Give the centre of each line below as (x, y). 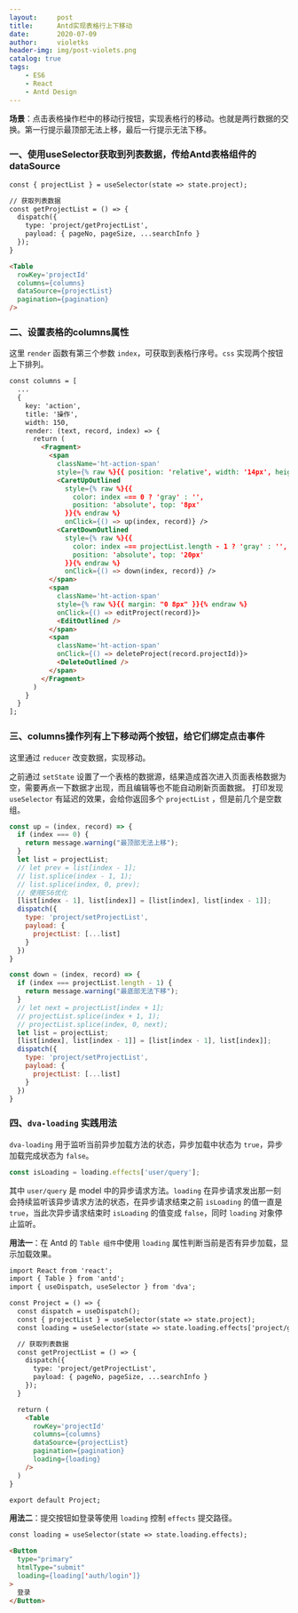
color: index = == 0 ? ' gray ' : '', (138, 497)
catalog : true (35, 59)
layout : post (41, 17)
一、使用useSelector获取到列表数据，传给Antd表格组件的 (133, 155)
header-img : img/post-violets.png (73, 51)
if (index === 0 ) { (53, 835)
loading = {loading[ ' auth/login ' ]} (79, 1576)
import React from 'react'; (61, 1271)
